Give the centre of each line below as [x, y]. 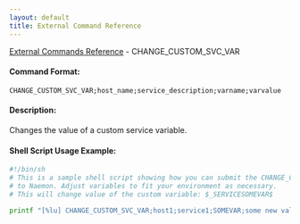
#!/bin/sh [28, 170]
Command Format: [45, 71]
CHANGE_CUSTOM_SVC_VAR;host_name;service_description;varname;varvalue [145, 90]
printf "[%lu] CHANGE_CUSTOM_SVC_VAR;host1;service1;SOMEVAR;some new [143, 211]
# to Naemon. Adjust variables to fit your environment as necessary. [143, 186]
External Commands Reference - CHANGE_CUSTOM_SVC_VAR [125, 51]
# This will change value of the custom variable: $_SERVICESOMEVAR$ [142, 194]
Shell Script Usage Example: [63, 150]
